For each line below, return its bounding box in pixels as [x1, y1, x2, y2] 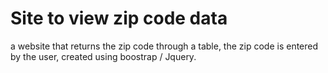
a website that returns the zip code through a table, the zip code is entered [10, 40, 319, 52]
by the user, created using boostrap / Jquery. [10, 50, 197, 62]
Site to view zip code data [10, 7, 228, 30]
